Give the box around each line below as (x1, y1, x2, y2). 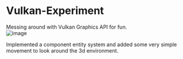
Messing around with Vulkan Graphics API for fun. (6, 23, 128, 30)
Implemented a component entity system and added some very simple (6, 41, 177, 48)
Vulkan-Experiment (6, 4, 104, 18)
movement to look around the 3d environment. (6, 47, 119, 54)
